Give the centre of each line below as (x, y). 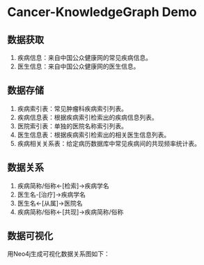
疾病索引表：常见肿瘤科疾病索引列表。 (72, 108)
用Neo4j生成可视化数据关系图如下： (58, 254)
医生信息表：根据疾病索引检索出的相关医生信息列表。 (94, 135)
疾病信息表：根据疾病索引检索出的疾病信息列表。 (87, 117)
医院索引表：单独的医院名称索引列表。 (72, 126)
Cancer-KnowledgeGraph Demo (102, 12)
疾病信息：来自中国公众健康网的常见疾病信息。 (84, 58)
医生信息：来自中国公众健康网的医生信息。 (78, 66)
